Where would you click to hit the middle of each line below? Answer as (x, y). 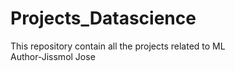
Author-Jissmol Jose (53, 56)
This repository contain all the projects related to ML (118, 46)
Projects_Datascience (103, 18)
